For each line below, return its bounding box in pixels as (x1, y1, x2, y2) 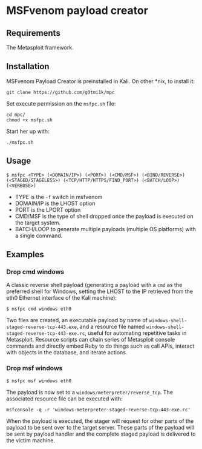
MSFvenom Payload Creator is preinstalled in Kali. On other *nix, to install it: (6, 77, 195, 85)
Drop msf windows (6, 364, 63, 373)
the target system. (15, 219, 61, 226)
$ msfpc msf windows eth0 (6, 377, 71, 384)
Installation (6, 61, 50, 72)
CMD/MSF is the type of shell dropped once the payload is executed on (15, 212, 194, 220)
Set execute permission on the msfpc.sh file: (6, 100, 116, 107)
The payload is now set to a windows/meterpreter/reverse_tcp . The (6, 388, 174, 396)
